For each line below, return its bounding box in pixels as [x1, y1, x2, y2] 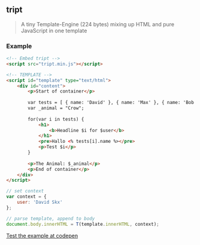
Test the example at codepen [6, 232, 78, 239]
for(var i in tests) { [28, 116, 84, 122]
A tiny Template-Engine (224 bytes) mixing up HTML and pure [20, 20, 175, 27]
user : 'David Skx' [17, 200, 63, 206]
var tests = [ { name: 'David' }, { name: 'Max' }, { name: [28, 100, 181, 106]
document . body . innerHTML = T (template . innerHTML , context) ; [6, 221, 160, 227]
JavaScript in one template [20, 27, 87, 34]
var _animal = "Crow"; [28, 105, 84, 111]
